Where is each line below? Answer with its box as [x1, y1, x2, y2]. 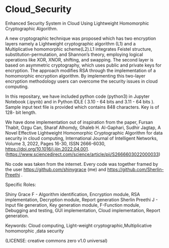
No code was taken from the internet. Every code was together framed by [5, 161, 158, 167]
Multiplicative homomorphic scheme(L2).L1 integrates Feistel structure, [5, 46, 152, 52]
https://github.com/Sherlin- [107, 166, 164, 172]
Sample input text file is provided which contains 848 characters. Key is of [5, 104, 159, 110]
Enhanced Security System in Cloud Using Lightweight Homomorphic [5, 20, 149, 26]
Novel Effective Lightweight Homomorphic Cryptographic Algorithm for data [5, 130, 163, 136]
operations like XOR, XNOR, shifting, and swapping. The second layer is [5, 56, 154, 63]
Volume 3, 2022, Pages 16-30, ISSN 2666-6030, [5, 140, 106, 147]
